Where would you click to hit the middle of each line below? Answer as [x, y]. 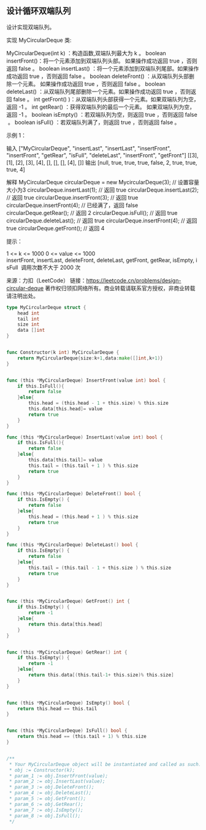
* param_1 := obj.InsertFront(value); [59, 776]
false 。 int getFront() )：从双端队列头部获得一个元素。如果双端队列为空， [106, 99]
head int [29, 313]
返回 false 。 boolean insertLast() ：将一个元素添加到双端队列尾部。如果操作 [103, 68]
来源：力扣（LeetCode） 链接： [47, 280]
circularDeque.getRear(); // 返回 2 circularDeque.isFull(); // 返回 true [92, 213]
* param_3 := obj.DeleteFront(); [52, 787]
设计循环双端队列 [39, 11]
